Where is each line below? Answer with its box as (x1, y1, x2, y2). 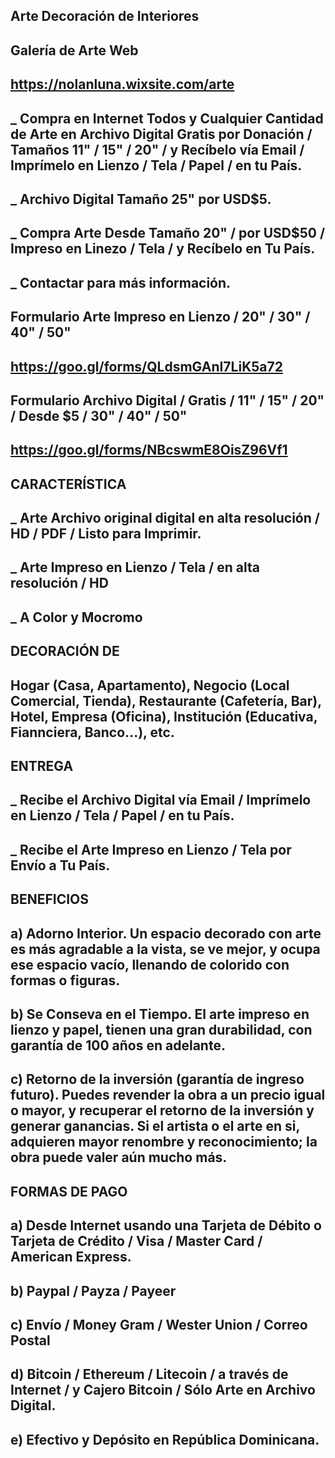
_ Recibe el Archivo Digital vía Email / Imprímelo (10, 792, 312, 809)
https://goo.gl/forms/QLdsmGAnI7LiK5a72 (10, 358, 283, 375)
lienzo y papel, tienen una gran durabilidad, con (10, 1021, 313, 1038)
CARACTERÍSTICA (10, 475, 127, 493)
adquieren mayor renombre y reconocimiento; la (10, 1134, 318, 1151)
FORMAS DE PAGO (10, 1183, 128, 1200)
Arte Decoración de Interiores (10, 8, 200, 25)
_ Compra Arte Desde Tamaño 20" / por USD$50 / (10, 225, 326, 242)
